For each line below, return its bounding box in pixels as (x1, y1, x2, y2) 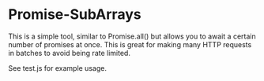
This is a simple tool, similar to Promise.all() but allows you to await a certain (8, 31, 256, 41)
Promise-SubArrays (8, 6, 141, 24)
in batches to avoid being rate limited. (8, 48, 130, 57)
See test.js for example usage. (8, 63, 107, 72)
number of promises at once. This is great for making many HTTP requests (8, 39, 252, 49)
